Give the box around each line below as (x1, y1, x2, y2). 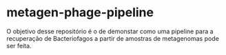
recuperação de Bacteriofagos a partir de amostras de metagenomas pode (6, 34, 220, 42)
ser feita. (6, 41, 32, 50)
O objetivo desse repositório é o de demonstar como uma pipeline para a (6, 27, 214, 35)
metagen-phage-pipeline (6, 5, 154, 20)
